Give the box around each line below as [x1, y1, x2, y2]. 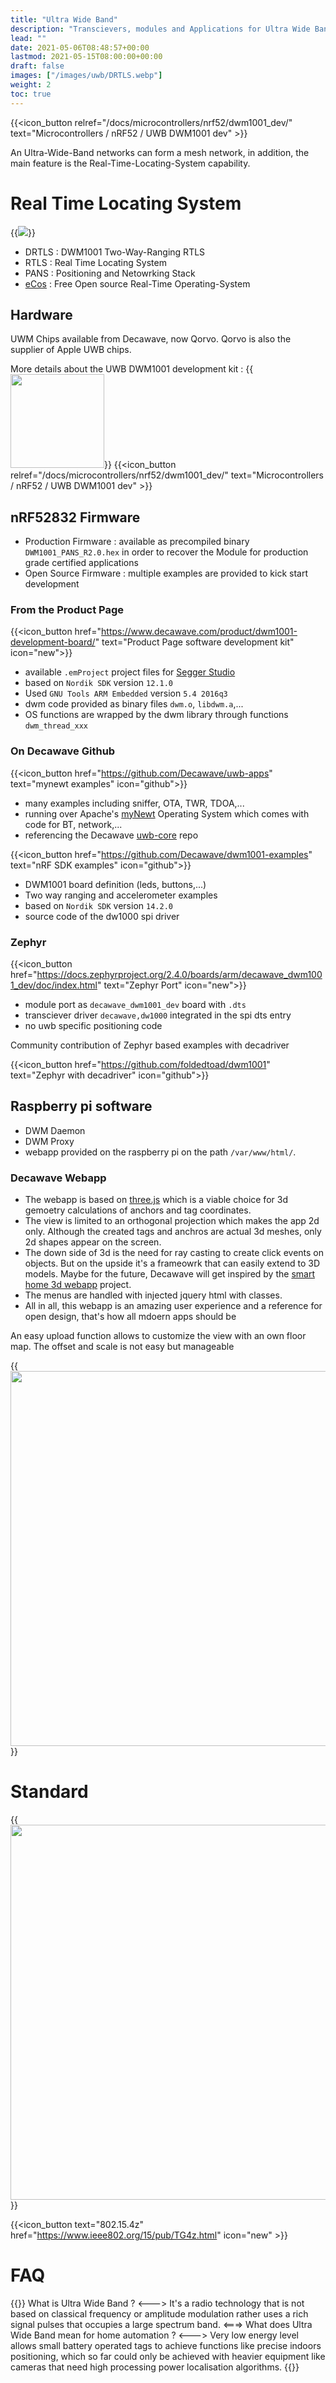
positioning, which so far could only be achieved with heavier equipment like [10, 2351, 326, 2363]
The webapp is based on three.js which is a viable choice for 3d [24, 1194, 288, 1206]
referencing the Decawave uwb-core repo [24, 829, 199, 841]
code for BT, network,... [24, 818, 123, 830]
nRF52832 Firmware [10, 509, 141, 526]
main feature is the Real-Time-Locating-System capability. [10, 157, 251, 169]
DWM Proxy [24, 1135, 75, 1147]
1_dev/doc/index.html [10, 979, 98, 991]
